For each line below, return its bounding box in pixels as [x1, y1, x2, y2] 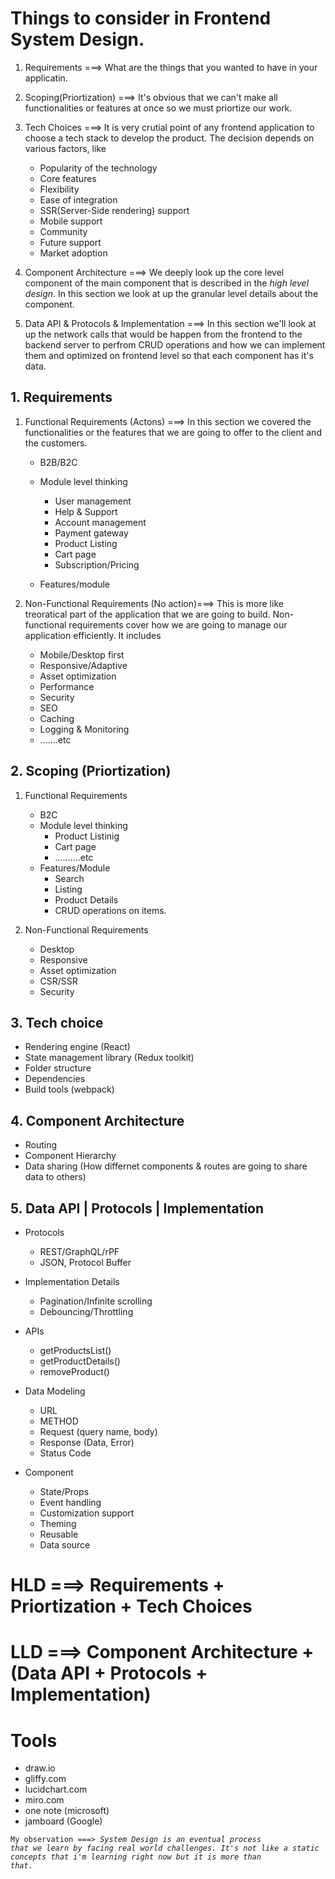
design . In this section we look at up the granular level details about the [24, 287, 319, 299]
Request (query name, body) [39, 1426, 158, 1437]
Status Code [39, 1447, 92, 1459]
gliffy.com [24, 1773, 67, 1785]
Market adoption [39, 247, 108, 259]
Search [54, 872, 85, 884]
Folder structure [24, 1062, 92, 1074]
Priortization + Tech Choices [10, 1595, 253, 1618]
